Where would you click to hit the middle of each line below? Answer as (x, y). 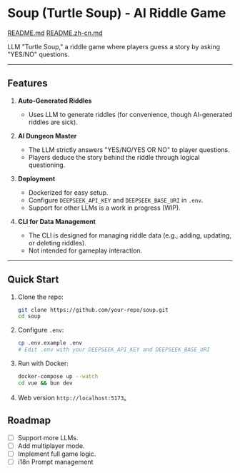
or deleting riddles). (57, 243)
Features (27, 83)
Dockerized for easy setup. (68, 192)
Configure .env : (41, 330)
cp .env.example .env (50, 343)
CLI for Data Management (57, 221)
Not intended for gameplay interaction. (85, 250)
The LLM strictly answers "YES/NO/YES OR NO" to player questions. (129, 149)
